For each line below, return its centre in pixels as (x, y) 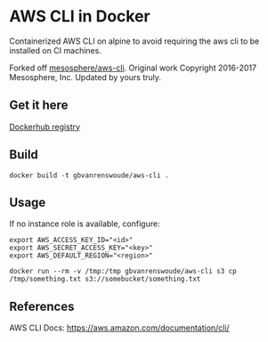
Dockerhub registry (45, 126)
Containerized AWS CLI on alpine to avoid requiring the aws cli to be (134, 41)
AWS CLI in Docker (80, 16)
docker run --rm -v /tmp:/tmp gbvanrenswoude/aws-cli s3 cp (123, 272)
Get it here (39, 106)
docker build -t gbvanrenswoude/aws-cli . (89, 175)
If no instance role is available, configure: (85, 224)
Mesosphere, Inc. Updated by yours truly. (85, 77)
